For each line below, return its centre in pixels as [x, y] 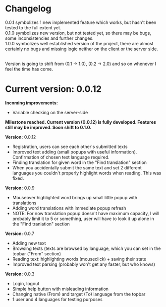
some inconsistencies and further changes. [49, 38]
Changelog [28, 9]
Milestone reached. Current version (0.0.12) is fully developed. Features [81, 122]
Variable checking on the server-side [50, 112]
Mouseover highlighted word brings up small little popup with [75, 197]
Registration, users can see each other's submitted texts [70, 147]
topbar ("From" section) [36, 253]
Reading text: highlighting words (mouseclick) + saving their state [79, 259]
